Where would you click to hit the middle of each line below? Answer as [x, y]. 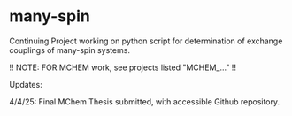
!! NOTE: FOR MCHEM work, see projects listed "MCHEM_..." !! [123, 67]
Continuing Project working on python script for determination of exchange [146, 41]
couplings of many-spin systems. [70, 50]
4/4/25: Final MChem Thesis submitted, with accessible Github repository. [145, 101]
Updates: [26, 84]
